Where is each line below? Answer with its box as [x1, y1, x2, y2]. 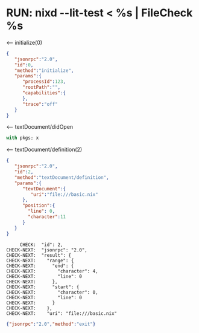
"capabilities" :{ [22, 90, 66, 96]
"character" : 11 [28, 214, 66, 220]
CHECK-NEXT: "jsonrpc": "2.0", [6, 247, 87, 253]
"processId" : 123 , [22, 79, 66, 85]
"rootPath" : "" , [22, 85, 61, 91]
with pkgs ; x [6, 135, 39, 141]
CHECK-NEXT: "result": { [6, 252, 71, 258]
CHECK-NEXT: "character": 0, [6, 289, 98, 296]
